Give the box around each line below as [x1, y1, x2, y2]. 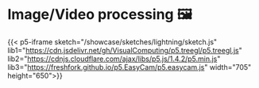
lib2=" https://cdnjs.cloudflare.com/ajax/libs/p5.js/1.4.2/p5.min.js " [7, 54, 221, 63]
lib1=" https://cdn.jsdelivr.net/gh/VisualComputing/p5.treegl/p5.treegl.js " [7, 45, 243, 55]
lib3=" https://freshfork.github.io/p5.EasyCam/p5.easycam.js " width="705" [7, 62, 252, 71]
